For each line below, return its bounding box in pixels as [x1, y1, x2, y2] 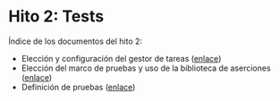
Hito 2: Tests [8, 6, 105, 27]
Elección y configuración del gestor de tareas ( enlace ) [21, 53, 222, 63]
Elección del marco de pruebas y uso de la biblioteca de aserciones [21, 63, 271, 73]
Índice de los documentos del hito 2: [8, 36, 143, 46]
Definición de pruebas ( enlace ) [21, 81, 136, 92]
